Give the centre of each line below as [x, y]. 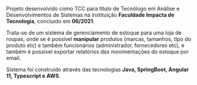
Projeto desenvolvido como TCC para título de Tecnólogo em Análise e [93, 9]
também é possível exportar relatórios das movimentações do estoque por [98, 52]
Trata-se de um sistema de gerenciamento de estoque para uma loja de [94, 33]
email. [14, 58]
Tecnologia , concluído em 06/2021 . [51, 21]
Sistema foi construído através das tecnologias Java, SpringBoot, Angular [98, 70]
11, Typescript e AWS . [33, 76]
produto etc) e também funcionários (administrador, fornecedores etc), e [95, 45]
